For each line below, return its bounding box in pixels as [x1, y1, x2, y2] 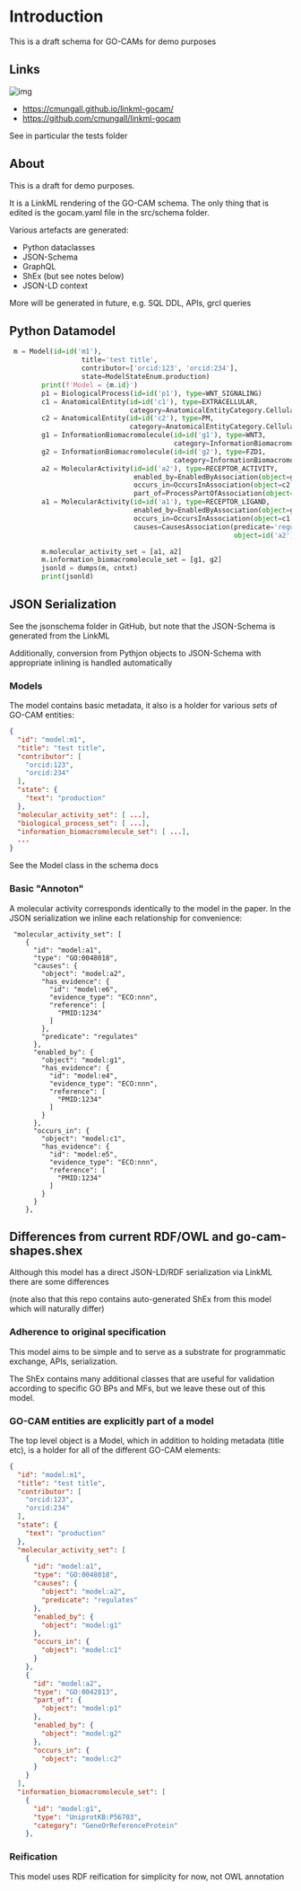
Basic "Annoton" [9, 883, 84, 895]
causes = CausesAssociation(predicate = [133, 523, 275, 532]
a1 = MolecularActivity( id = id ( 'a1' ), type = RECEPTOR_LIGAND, [41, 497, 271, 506]
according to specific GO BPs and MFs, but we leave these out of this [9, 1383, 266, 1394]
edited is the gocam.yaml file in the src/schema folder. [9, 207, 211, 217]
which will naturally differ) [9, 1304, 105, 1315]
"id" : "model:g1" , [32, 1804, 102, 1813]
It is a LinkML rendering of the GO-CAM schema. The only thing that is [9, 198, 270, 208]
